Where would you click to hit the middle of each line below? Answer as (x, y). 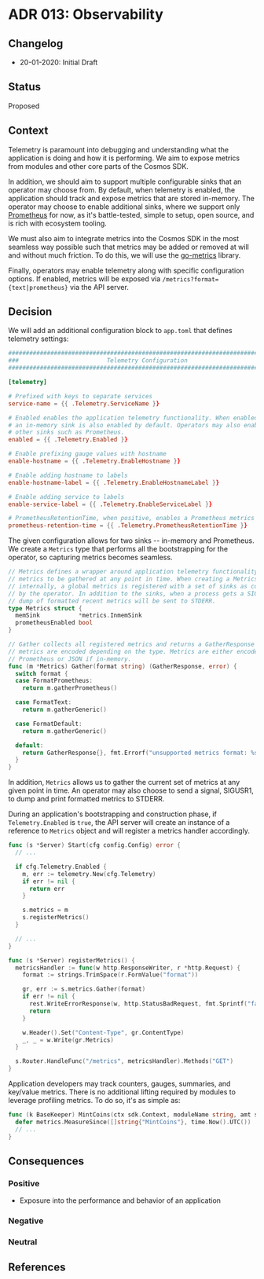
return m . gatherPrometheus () (70, 688)
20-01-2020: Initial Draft (59, 62)
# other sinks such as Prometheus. (66, 432)
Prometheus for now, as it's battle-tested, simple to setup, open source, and (131, 214)
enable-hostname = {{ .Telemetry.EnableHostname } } (94, 461)
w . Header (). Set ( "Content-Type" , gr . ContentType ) (103, 1032)
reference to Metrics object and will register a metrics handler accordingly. (129, 831)
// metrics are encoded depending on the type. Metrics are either (121, 651)
